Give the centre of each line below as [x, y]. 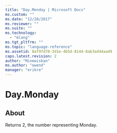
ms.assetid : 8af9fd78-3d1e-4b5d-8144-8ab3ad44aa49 [59, 51]
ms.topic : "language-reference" [39, 47]
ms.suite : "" [19, 28]
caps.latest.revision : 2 [31, 56]
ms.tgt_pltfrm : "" [24, 42]
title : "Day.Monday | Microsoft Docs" [45, 10]
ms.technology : [21, 33]
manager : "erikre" [24, 70]
